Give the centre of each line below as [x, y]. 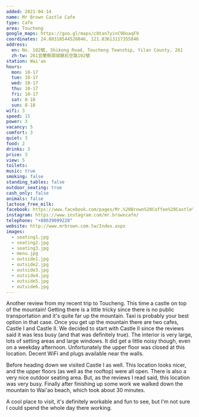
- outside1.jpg [30, 259]
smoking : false [25, 177]
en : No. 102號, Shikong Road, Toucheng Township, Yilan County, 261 [97, 50]
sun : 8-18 [23, 105]
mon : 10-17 [25, 72]
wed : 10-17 [25, 83]
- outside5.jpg [30, 281]
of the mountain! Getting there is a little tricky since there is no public [90, 310]
